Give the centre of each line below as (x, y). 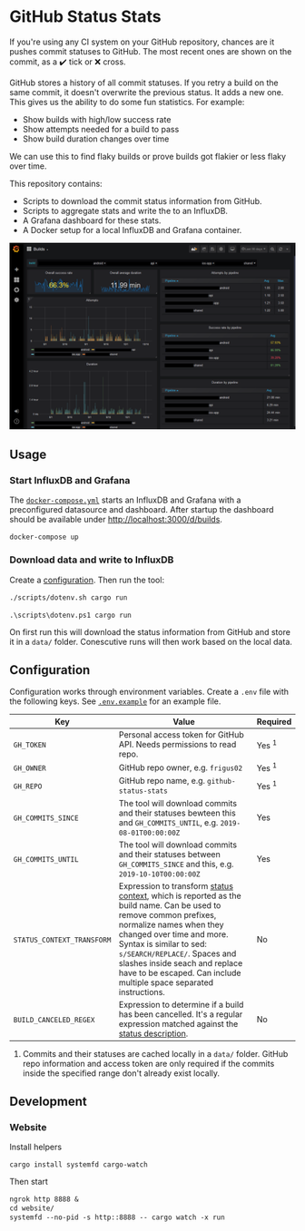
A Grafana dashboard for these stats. (92, 220)
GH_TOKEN (30, 746)
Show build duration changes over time (96, 139)
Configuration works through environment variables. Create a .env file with (149, 692)
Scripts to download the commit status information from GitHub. (142, 200)
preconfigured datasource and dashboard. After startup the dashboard (142, 510)
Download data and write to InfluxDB (92, 560)
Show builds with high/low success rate (97, 119)
